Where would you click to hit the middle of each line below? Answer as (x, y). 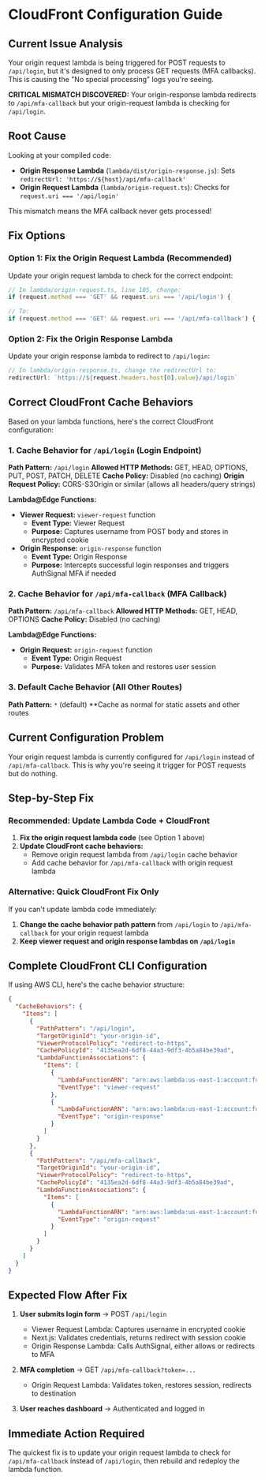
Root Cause (37, 136)
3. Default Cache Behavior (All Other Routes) (95, 687)
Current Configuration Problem (86, 738)
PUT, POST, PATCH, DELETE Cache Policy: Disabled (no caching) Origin (126, 476)
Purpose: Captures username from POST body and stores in (130, 532)
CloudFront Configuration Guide (116, 15)
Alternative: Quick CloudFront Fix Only (84, 891)
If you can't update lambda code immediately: (83, 909)
